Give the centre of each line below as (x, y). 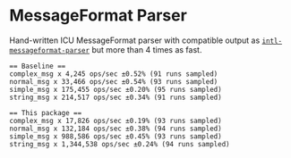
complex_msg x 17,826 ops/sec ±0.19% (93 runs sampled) (116, 121)
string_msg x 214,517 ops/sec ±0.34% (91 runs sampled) (116, 97)
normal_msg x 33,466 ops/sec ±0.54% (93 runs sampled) (114, 81)
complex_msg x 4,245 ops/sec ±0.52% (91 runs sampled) (114, 74)
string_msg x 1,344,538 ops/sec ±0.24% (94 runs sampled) (120, 144)
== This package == (46, 112)
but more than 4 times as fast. (147, 49)
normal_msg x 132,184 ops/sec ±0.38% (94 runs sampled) (116, 129)
